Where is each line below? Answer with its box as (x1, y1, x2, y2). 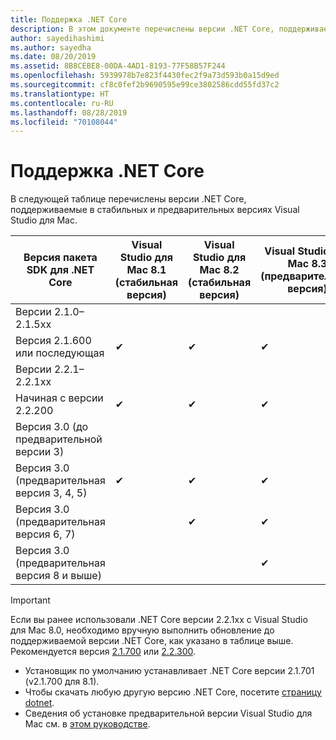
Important (10, 594, 51, 606)
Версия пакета (23, 251, 98, 265)
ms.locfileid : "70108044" (10, 117, 118, 127)
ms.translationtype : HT (10, 89, 110, 99)
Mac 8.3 (287, 257, 328, 271)
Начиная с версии (15, 391, 104, 405)
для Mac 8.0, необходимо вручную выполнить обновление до (10, 624, 275, 636)
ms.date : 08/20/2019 (10, 52, 97, 62)
